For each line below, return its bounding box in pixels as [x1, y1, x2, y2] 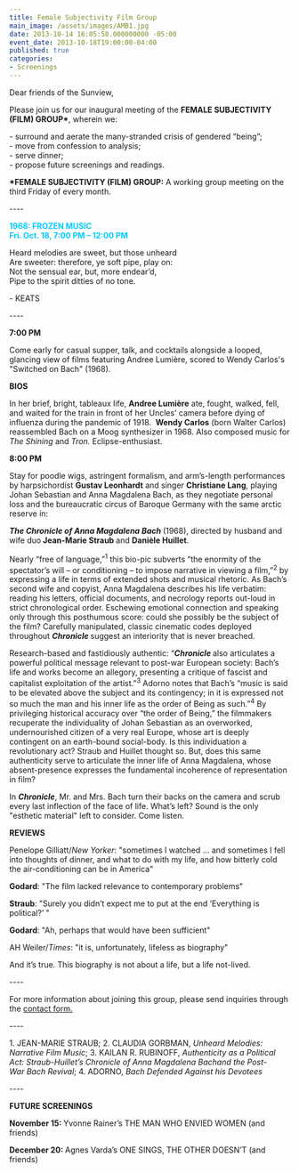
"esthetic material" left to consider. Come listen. [9, 810, 185, 821]
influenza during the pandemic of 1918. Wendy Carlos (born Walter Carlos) [9, 417, 287, 427]
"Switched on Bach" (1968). [9, 363, 111, 374]
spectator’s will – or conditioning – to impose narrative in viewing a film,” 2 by [9, 562, 289, 575]
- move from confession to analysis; [9, 140, 141, 151]
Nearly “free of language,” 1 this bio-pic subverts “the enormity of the [9, 552, 262, 564]
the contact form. [9, 1003, 73, 1014]
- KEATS [9, 293, 40, 303]
